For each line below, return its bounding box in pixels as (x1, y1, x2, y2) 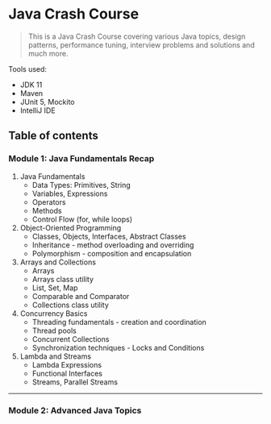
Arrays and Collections (19, 257, 97, 267)
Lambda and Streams (19, 351, 91, 361)
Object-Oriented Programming (19, 222, 122, 232)
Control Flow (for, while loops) (31, 214, 133, 224)
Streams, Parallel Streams (31, 376, 119, 387)
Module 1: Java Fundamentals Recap (8, 153, 155, 164)
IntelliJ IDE (19, 106, 56, 115)
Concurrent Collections (31, 334, 110, 343)
